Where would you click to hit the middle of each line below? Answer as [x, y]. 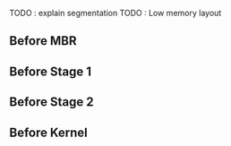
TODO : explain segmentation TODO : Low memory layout [115, 13]
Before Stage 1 [51, 71]
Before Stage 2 [51, 102]
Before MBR [43, 41]
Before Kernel [48, 132]
